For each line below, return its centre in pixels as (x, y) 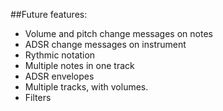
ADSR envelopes (59, 76)
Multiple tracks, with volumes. (86, 87)
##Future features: (49, 14)
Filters (38, 97)
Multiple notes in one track (79, 65)
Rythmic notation (60, 55)
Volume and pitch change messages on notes (118, 33)
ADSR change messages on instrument (105, 44)
